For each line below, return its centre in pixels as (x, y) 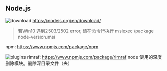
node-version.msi (36, 37)
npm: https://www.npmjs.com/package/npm (52, 46)
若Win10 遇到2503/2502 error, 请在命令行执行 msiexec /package (86, 31)
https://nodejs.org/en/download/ (67, 20)
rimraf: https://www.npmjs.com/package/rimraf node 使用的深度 (94, 57)
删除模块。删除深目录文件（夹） (39, 63)
